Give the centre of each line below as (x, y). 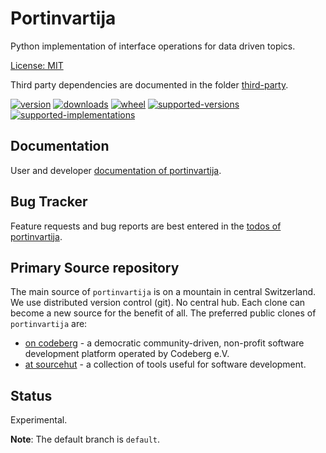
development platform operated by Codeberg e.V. (127, 354)
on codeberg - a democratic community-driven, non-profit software (164, 343)
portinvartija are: (49, 324)
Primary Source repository (95, 267)
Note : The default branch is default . (85, 439)
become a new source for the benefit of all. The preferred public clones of (163, 313)
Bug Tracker (49, 202)
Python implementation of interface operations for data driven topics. (153, 46)
